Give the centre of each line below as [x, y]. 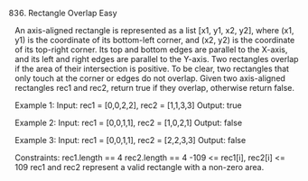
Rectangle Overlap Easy [72, 13]
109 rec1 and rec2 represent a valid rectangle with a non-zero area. [140, 167]
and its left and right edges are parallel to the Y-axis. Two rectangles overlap [157, 59]
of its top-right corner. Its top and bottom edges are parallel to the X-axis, [151, 50]
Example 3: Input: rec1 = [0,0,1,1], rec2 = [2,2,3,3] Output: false [131, 140]
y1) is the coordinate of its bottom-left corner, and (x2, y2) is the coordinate [155, 40]
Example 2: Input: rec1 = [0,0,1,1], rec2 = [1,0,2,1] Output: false [129, 122]
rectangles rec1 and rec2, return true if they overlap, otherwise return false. [155, 88]
